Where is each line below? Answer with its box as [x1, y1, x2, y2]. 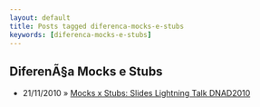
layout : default [9, 13, 71, 23]
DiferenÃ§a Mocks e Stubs [9, 63, 163, 79]
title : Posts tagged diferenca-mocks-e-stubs [9, 22, 184, 31]
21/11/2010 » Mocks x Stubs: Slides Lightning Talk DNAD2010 [22, 88, 251, 99]
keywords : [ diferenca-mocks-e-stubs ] [9, 30, 152, 39]
